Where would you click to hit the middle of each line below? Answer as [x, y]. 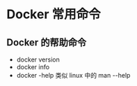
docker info [33, 67]
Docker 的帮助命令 [47, 42]
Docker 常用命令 [54, 14]
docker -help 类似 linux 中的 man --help [73, 75]
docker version [38, 59]
